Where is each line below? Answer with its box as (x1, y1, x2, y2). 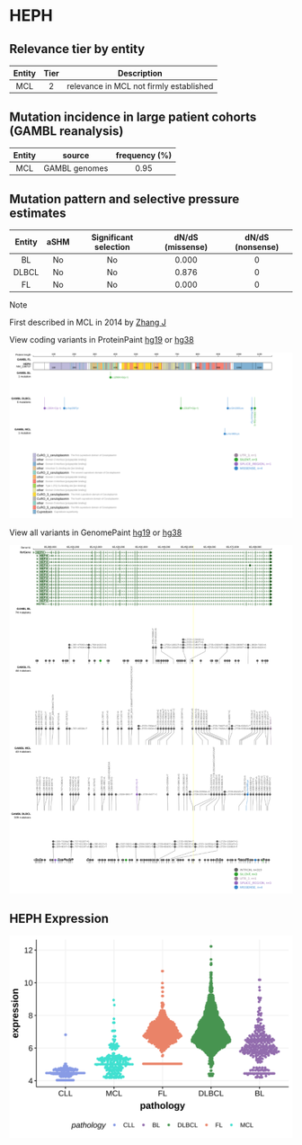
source (62, 149, 90, 160)
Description (117, 67, 164, 78)
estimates (9, 205, 67, 220)
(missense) (164, 241, 209, 252)
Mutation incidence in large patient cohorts (9, 109, 257, 124)
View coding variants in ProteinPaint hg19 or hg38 (9, 334, 195, 344)
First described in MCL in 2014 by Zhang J (9, 317, 166, 327)
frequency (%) (115, 149, 173, 160)
